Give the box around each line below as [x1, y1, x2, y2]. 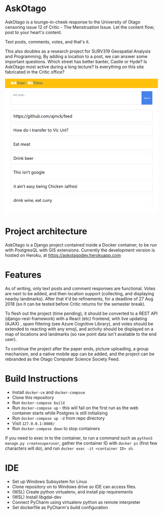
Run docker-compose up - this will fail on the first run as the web [12, 405, 139, 411]
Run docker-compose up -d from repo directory [12, 415, 105, 421]
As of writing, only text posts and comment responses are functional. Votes [5, 286, 156, 291]
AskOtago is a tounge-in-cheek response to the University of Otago [5, 19, 141, 25]
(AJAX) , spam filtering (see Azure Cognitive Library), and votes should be [5, 321, 154, 326]
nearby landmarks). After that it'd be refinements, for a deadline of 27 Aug [5, 296, 154, 302]
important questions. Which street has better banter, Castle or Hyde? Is [5, 58, 147, 64]
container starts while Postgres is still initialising [12, 410, 108, 416]
